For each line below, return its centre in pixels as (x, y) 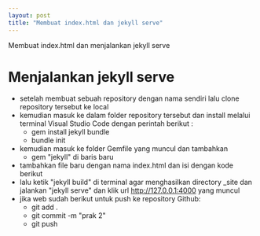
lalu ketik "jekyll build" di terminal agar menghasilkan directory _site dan (136, 183)
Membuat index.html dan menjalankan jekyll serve (89, 45)
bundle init (48, 140)
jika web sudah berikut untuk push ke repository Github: (110, 199)
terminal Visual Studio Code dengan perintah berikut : (106, 124)
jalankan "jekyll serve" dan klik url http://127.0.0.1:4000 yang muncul (130, 190)
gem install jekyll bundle (70, 132)
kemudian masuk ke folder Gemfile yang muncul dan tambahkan (124, 149)
